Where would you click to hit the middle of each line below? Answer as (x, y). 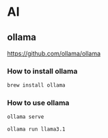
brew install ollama (37, 85)
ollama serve (26, 117)
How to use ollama (38, 103)
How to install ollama (42, 71)
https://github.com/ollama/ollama (54, 53)
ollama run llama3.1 (37, 129)
